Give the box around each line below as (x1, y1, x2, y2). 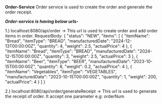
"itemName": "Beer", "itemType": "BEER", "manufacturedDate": (5, 59, 131, 64)
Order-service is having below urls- (5, 19, 79, 24)
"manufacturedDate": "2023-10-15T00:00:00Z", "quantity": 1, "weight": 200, (5, 74, 158, 79)
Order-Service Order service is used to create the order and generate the (5, 4, 153, 10)
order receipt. (5, 9, 32, 15)
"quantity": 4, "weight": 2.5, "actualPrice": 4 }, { (37, 43, 132, 49)
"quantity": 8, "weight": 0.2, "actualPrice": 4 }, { (37, 64, 132, 69)
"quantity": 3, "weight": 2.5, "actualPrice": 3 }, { (43, 53, 138, 59)
